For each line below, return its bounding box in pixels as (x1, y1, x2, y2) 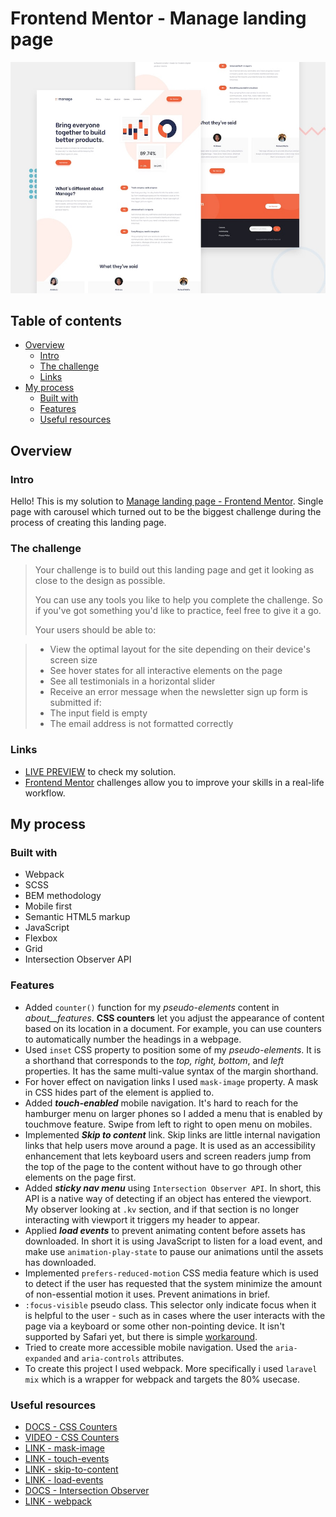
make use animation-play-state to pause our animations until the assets (24, 1245, 324, 1257)
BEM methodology (24, 890, 102, 902)
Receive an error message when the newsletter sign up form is (49, 686, 308, 698)
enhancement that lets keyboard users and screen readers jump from (24, 1150, 312, 1162)
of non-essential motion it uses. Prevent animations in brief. (24, 1288, 271, 1300)
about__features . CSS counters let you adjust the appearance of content (24, 1012, 325, 1024)
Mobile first (24, 900, 73, 912)
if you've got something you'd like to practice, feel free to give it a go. (34, 605, 322, 617)
